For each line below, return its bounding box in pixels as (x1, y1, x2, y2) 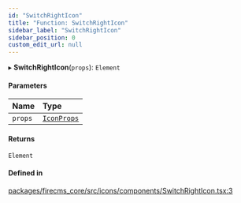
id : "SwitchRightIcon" (8, 11, 83, 20)
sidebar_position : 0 (8, 33, 76, 42)
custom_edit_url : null (8, 41, 83, 49)
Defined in (8, 168, 43, 178)
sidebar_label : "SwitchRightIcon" (8, 26, 122, 34)
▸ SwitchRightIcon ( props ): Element (8, 62, 120, 72)
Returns (8, 133, 35, 143)
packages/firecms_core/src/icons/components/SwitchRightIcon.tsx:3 (8, 186, 233, 195)
